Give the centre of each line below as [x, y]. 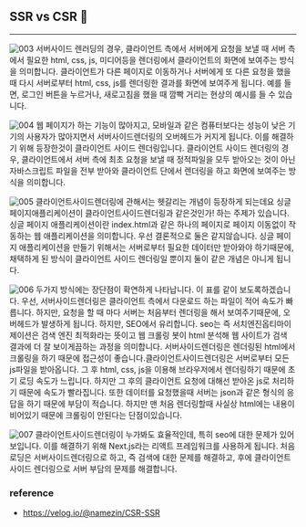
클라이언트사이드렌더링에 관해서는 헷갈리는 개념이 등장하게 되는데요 [155, 201]
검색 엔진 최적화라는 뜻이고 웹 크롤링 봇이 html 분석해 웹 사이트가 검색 [164, 335]
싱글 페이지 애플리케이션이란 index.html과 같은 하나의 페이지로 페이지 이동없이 [148, 224]
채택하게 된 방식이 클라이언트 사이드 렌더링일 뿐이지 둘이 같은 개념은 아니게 [142, 258]
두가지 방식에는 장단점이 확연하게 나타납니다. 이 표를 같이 [137, 290]
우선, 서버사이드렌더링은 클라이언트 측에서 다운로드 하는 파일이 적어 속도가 [153, 300]
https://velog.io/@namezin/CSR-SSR [92, 513]
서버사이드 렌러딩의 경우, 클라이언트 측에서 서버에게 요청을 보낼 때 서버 [161, 48]
